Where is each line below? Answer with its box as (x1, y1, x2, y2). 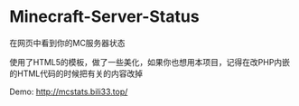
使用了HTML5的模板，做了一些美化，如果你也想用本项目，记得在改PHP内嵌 (9, 56, 291, 67)
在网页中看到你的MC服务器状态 (9, 37, 126, 48)
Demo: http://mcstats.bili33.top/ (9, 86, 128, 97)
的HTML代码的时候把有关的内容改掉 (9, 68, 144, 79)
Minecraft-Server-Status (9, 6, 201, 27)
